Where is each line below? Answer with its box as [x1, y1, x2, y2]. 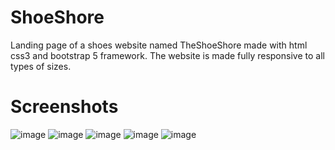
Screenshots [10, 96, 119, 118]
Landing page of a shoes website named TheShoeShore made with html [10, 39, 308, 51]
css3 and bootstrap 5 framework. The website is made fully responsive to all [10, 49, 325, 61]
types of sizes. [10, 60, 72, 72]
